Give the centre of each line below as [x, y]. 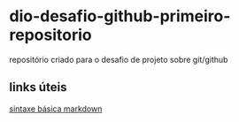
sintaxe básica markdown [56, 109]
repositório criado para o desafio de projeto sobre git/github [119, 59]
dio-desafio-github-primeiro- [120, 16]
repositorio [50, 35]
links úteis [38, 87]
